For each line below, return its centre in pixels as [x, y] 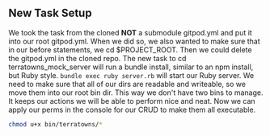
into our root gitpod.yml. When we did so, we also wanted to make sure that [134, 41]
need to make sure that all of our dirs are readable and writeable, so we [127, 84]
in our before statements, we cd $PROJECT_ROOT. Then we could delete [130, 49]
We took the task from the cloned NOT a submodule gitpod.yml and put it [130, 32]
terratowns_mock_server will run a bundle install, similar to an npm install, [131, 67]
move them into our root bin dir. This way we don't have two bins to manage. [136, 93]
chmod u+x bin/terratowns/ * [56, 124]
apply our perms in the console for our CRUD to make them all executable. [132, 109]
